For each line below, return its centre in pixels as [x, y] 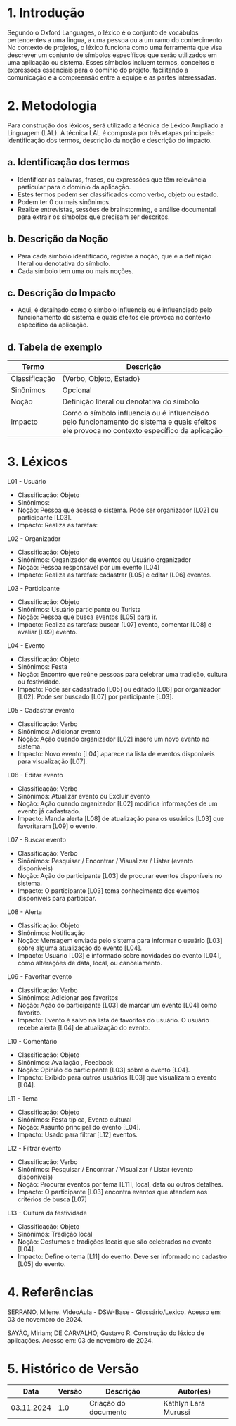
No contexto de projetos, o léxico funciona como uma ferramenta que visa [115, 47]
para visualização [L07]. [52, 761]
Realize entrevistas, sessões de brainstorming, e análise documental [117, 209]
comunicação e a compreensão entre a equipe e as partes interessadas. [112, 77]
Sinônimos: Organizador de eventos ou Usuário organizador [104, 560]
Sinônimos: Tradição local [55, 1234]
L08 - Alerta [25, 912]
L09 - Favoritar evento [40, 977]
